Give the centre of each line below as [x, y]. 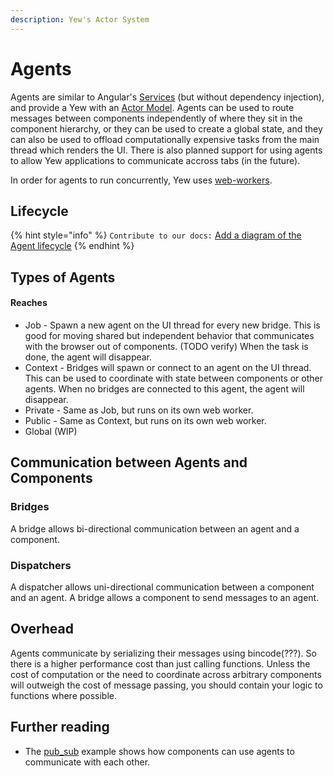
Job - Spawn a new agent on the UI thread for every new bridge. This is [172, 325]
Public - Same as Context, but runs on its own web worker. [145, 420]
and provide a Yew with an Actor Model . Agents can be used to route [152, 107]
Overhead [42, 629]
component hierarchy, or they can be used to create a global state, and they [166, 128]
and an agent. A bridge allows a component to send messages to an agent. [165, 597]
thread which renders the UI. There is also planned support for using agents [166, 150]
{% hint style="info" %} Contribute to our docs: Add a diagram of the [156, 235]
